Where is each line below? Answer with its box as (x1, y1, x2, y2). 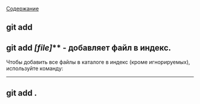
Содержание (6, 5, 39, 12)
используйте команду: (6, 65, 64, 72)
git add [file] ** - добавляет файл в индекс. (6, 42, 171, 53)
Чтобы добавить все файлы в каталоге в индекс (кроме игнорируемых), (6, 59, 190, 66)
